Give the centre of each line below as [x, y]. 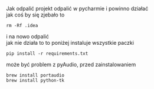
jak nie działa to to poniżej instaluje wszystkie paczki [70, 43]
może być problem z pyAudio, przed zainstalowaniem [71, 65]
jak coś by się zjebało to [35, 15]
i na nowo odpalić [27, 37]
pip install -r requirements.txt [47, 54]
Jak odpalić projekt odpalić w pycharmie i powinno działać [77, 9]
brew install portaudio [35, 75]
